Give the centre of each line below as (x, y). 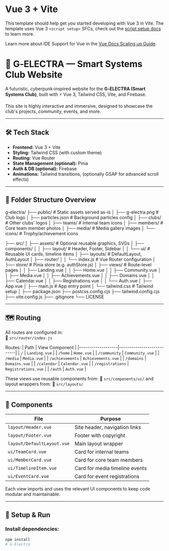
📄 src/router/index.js (29, 338)
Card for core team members (109, 460)
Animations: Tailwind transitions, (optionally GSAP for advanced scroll (86, 174)
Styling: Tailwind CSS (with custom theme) (57, 153)
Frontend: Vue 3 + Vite (36, 147)
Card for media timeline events (111, 468)
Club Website (34, 75)
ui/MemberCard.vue (30, 460)
